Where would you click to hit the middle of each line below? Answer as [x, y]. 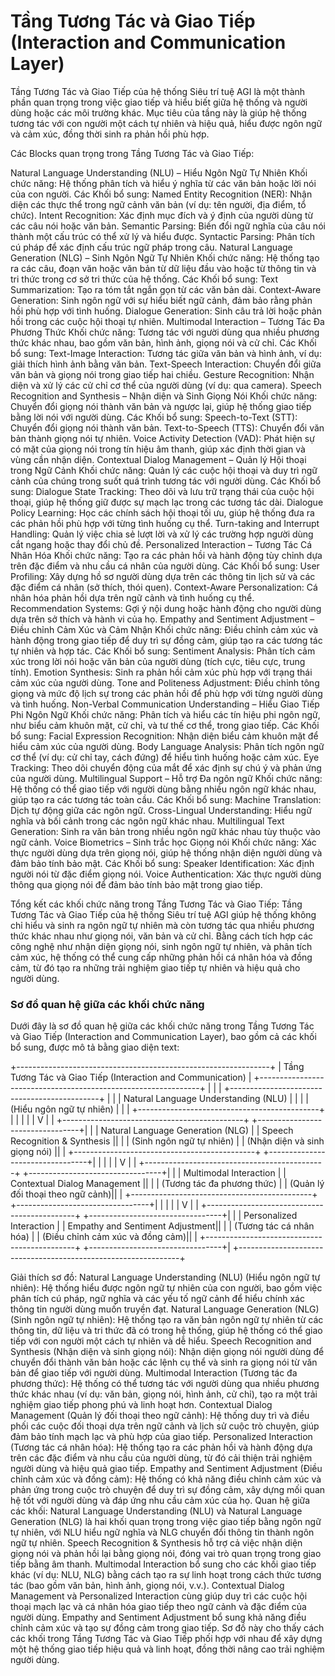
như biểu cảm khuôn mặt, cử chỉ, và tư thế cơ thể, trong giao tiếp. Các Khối [165, 725]
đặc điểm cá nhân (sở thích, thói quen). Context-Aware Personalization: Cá [164, 587]
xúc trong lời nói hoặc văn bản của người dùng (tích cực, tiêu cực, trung [158, 661]
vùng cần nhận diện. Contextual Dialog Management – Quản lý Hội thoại [158, 459]
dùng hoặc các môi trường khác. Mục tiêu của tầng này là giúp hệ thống [158, 112]
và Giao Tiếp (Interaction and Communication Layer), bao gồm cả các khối [163, 1037]
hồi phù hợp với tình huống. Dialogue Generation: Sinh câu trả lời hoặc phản [166, 311]
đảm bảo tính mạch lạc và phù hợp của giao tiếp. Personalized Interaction [161, 1437]
